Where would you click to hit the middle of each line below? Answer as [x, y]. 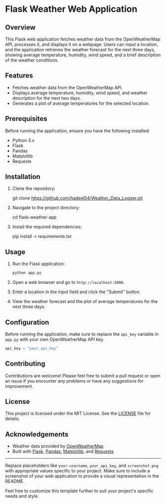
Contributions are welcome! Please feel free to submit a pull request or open [83, 376]
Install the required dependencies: [47, 227]
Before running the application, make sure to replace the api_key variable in [82, 334]
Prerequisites [26, 119]
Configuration [27, 322]
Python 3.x [23, 140]
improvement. [19, 386]
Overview [21, 27]
